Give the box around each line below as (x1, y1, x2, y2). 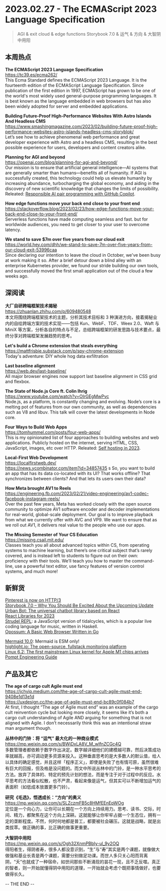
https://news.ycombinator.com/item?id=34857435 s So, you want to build (5, 465, 155, 471)
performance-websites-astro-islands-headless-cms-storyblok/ (5, 129, 134, 135)
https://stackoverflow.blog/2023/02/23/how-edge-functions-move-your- (5, 205, 155, 211)
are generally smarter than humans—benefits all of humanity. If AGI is (5, 170, 147, 176)
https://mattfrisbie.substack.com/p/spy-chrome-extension (5, 348, 124, 354)
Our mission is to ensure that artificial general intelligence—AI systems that (5, 164, 158, 170)
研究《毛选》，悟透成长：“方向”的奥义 (5, 795, 82, 800)
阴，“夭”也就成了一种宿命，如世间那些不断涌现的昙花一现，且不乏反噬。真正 (5, 859, 161, 865)
